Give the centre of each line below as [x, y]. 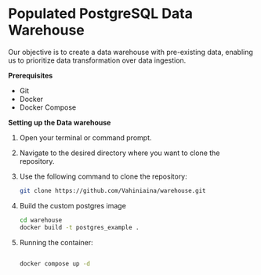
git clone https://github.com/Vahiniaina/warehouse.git [112, 190]
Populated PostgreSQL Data [101, 14]
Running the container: [56, 242]
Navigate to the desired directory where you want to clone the [120, 153]
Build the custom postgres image [73, 205]
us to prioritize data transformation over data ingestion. [97, 60]
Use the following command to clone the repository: [103, 176]
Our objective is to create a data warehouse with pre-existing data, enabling [130, 52]
